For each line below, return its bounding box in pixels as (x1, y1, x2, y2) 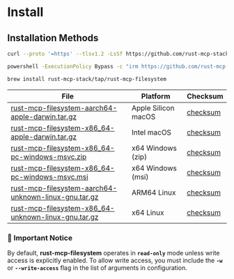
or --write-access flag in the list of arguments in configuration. (7, 263, 188, 272)
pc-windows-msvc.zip (10, 151, 87, 161)
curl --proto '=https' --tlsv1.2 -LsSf (7, 50, 123, 57)
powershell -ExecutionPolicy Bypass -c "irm (7, 63, 139, 70)
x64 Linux (131, 207, 165, 217)
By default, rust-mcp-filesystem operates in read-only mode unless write (7, 248, 220, 257)
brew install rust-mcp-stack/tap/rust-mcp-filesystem (7, 75, 167, 82)
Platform (141, 91, 171, 101)
